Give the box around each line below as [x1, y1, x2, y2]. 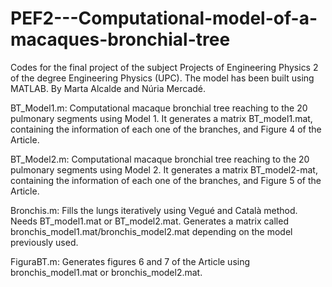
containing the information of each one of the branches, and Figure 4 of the [10, 123, 322, 135]
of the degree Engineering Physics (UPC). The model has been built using [10, 72, 315, 84]
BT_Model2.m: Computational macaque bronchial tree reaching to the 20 [10, 153, 310, 165]
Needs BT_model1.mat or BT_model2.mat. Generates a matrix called [10, 215, 289, 227]
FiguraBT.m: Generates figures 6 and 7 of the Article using [10, 255, 251, 267]
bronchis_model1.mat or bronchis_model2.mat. [10, 266, 203, 278]
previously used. [10, 236, 79, 248]
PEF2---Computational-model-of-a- [10, 7, 318, 30]
